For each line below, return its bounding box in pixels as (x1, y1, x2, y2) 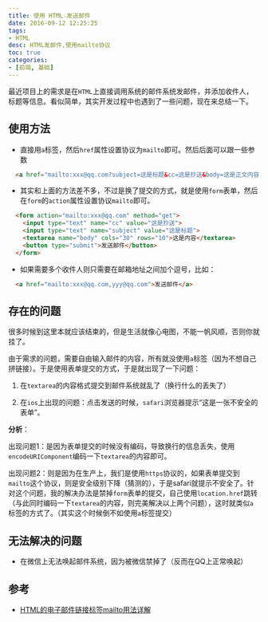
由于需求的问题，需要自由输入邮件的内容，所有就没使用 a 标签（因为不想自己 (8, 354, 257, 364)
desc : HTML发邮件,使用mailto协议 (8, 41, 111, 49)
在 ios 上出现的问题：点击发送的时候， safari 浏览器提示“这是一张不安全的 (19, 398, 258, 407)
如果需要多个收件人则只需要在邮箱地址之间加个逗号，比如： (19, 264, 216, 274)
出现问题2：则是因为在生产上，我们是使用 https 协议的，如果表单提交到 (8, 468, 241, 478)
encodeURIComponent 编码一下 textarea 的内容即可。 (8, 451, 171, 461)
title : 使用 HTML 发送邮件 (8, 11, 91, 20)
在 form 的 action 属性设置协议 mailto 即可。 (19, 196, 155, 206)
